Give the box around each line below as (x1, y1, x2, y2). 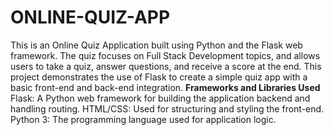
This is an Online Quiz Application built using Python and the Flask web (10, 39, 303, 51)
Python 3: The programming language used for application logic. (10, 113, 277, 125)
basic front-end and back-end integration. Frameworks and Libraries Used (10, 81, 321, 93)
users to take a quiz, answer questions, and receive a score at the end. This (10, 60, 322, 72)
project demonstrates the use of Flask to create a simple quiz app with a (10, 71, 308, 83)
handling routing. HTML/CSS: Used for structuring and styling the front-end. (10, 102, 325, 115)
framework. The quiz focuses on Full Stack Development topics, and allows (10, 49, 321, 61)
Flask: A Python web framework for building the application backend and (10, 92, 311, 104)
